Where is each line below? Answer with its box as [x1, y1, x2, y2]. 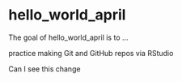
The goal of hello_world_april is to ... [8, 32, 129, 42]
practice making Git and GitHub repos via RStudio [8, 48, 174, 58]
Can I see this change [8, 63, 81, 74]
